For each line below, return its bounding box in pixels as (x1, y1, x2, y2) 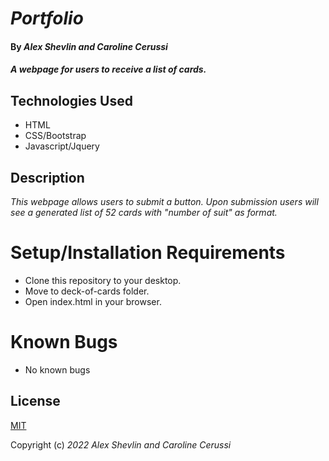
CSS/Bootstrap (24, 130, 87, 142)
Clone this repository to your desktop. (24, 274, 182, 286)
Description (10, 169, 85, 186)
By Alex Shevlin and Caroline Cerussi (10, 40, 168, 52)
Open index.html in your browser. (24, 295, 162, 307)
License (10, 393, 61, 410)
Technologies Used (10, 92, 133, 109)
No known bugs (24, 363, 91, 376)
